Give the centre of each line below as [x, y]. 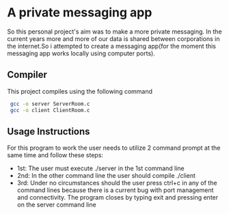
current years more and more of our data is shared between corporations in [113, 38]
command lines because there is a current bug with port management [115, 190]
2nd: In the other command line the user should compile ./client [106, 176]
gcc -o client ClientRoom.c [50, 110]
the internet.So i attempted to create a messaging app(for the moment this [112, 46]
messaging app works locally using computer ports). [81, 53]
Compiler [27, 75]
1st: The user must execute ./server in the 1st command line [100, 168]
